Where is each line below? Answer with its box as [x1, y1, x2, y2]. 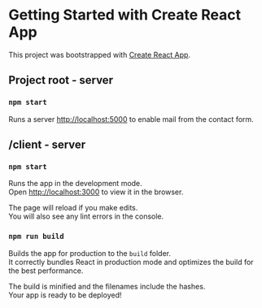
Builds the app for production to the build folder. [8, 248, 172, 258]
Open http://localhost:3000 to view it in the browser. [8, 187, 184, 197]
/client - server [8, 138, 86, 152]
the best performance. [8, 266, 84, 275]
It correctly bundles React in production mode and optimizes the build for [8, 257, 254, 267]
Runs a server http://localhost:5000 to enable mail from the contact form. [8, 114, 254, 124]
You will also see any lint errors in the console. [8, 211, 164, 221]
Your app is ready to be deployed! [8, 290, 122, 300]
